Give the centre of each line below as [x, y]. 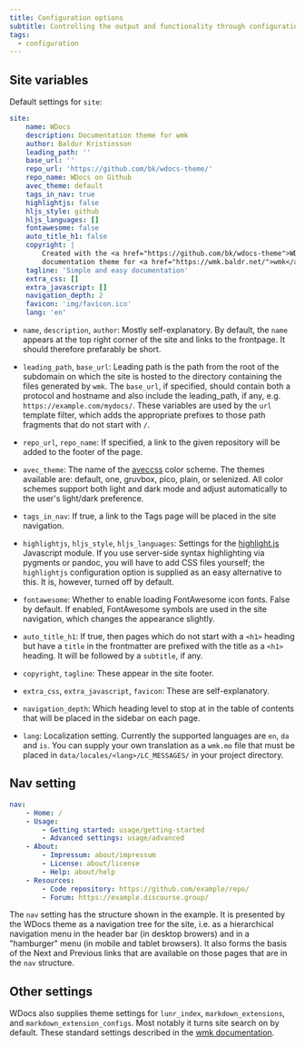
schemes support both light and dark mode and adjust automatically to [155, 489]
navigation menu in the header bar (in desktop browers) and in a [129, 934]
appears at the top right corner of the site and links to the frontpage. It [154, 340]
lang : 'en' [46, 313]
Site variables [49, 79]
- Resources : [50, 880]
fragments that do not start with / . [86, 425]
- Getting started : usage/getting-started [123, 830]
